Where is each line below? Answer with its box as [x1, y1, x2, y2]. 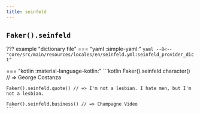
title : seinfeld [6, 8, 47, 15]
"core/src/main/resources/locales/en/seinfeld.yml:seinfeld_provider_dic [6, 52, 195, 58]
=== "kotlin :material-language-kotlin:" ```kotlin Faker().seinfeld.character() [6, 67, 190, 75]
